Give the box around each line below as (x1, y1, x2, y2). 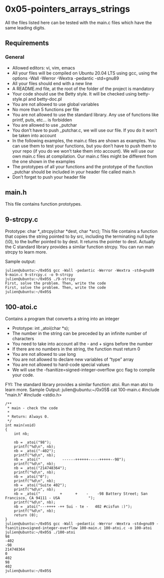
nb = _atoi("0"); (14, 474, 49, 479)
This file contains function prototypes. (5, 201, 82, 207)
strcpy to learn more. (5, 249, 47, 255)
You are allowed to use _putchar (12, 122, 77, 128)
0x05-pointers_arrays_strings (5, 3, 130, 15)
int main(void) (5, 423, 36, 428)
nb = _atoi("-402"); (14, 449, 56, 454)
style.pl (12, 96, 27, 102)
